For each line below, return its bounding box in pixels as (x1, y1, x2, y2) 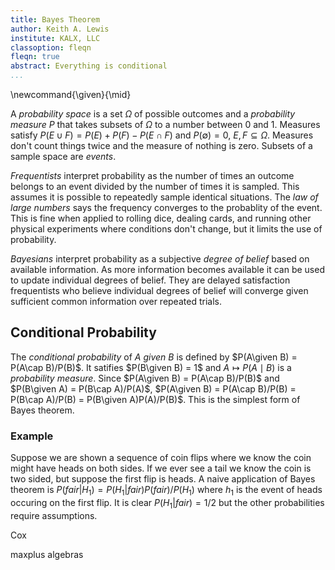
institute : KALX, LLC (10, 33, 101, 43)
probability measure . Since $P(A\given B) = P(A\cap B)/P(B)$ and (10, 372, 280, 384)
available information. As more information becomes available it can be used (10, 264, 325, 275)
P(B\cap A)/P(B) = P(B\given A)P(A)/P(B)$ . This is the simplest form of (10, 393, 301, 405)
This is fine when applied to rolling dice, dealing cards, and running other (10, 212, 312, 224)
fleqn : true (10, 52, 60, 62)
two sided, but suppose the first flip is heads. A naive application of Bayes (10, 473, 316, 485)
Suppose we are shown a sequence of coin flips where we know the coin (10, 452, 312, 464)
